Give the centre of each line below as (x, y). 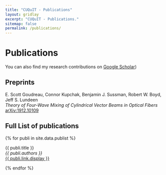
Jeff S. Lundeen (22, 100)
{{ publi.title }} (20, 148)
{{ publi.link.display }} (27, 158)
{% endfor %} (19, 168)
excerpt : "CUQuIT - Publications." (42, 19)
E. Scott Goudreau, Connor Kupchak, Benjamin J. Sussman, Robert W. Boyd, (83, 94)
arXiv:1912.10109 (22, 110)
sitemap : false (21, 24)
